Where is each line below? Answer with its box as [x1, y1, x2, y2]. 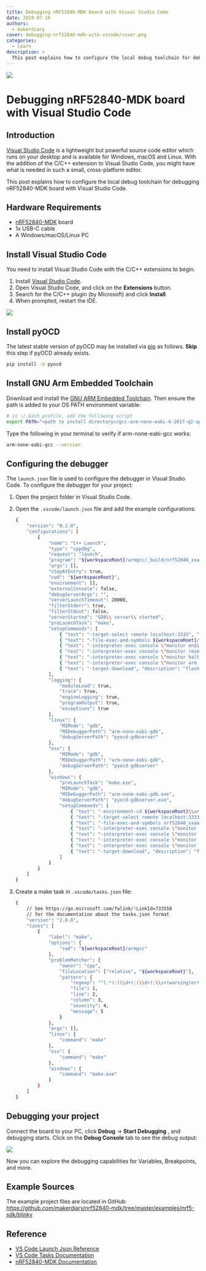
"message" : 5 [70, 1008, 104, 1014]
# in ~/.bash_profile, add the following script [6, 413, 133, 419]
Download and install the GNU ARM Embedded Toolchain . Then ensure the [6, 394, 195, 402]
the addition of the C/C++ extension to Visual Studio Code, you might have [6, 159, 195, 166]
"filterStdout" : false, [48, 609, 109, 615]
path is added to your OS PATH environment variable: [6, 401, 141, 409]
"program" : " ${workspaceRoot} [48, 557, 126, 563]
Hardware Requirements [6, 202, 102, 213]
